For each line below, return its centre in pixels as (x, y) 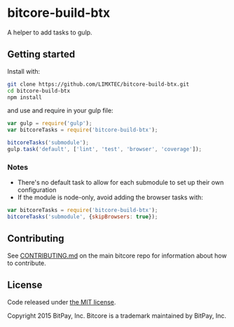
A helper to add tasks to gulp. (50, 32)
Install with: (24, 71)
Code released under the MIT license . (62, 302)
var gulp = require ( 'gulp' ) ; (50, 124)
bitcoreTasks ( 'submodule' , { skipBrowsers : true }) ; (83, 217)
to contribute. (27, 263)
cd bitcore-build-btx (39, 91)
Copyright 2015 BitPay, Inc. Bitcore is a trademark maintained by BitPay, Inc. (117, 315)
